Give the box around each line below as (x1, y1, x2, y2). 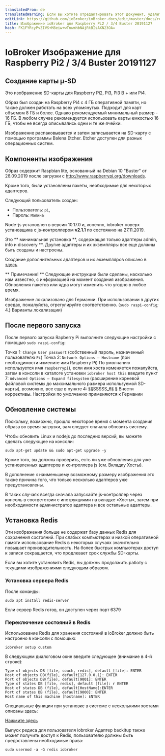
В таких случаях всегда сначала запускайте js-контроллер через (5, 491, 142, 497)
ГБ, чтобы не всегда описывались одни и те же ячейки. (5, 120, 122, 126)
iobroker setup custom (5, 645, 52, 650)
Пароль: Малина (12, 212, 44, 218)
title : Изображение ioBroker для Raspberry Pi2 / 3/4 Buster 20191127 (5, 21, 153, 26)
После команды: (5, 588, 40, 594)
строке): (5, 658, 23, 664)
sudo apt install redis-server (5, 598, 69, 603)
